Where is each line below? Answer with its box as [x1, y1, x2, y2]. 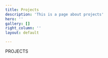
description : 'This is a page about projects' [5, 12, 104, 17]
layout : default [5, 30, 39, 35]
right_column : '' [5, 26, 41, 31]
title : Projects [5, 7, 39, 12]
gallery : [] [5, 21, 30, 26]
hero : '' [5, 16, 23, 21]
